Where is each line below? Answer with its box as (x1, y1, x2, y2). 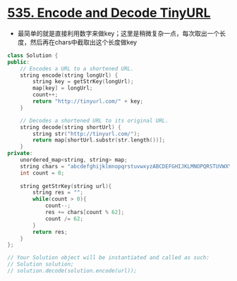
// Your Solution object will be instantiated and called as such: (7, 254, 210, 261)
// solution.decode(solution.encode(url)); (7, 268, 138, 275)
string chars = (20, 163, 65, 170)
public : (7, 58, 30, 65)
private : (7, 150, 33, 157)
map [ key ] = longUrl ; (32, 85, 93, 92)
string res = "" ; (32, 189, 83, 196)
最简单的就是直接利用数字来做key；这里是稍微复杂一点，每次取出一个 (17, 29, 220, 37)
